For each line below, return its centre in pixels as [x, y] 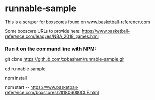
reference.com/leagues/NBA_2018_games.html [52, 36]
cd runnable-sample [25, 69]
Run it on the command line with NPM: [51, 49]
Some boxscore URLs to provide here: [43, 31]
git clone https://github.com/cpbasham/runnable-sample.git [65, 59]
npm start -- [17, 87]
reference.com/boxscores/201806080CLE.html [52, 93]
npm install [16, 78]
